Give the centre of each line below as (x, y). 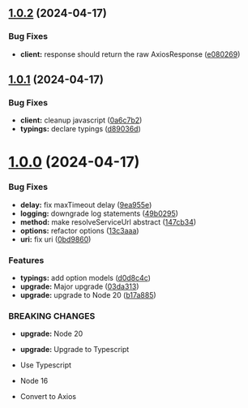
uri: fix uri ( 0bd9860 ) (56, 239)
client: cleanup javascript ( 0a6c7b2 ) (81, 120)
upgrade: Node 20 (51, 334)
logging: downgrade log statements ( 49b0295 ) (99, 213)
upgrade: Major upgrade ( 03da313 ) (79, 286)
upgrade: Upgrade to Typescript (75, 350)
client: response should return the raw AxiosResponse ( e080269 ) (130, 54)
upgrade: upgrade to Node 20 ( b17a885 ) (88, 295)
